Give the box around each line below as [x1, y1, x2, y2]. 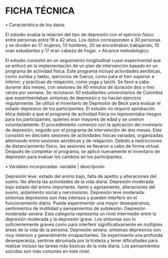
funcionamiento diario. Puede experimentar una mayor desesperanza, [5, 200, 150, 206]
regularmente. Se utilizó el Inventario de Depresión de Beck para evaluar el [5, 100, 161, 106]
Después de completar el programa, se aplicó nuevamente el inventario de [5, 148, 160, 154]
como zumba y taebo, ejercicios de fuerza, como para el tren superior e [5, 73, 155, 79]
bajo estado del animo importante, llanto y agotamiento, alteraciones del [5, 184, 155, 190]
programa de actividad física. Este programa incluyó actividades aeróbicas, [5, 68, 162, 74]
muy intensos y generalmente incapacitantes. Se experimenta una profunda [5, 232, 163, 238]
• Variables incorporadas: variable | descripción [5, 163, 105, 169]
